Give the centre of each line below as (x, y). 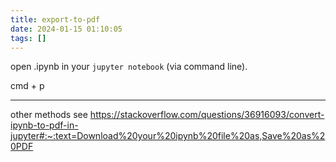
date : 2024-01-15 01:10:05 (66, 29)
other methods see (49, 115)
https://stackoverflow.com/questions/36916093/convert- (207, 115)
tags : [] (28, 38)
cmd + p (27, 86)
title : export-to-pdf (55, 19)
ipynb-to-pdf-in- (44, 125)
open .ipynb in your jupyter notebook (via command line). (129, 67)
